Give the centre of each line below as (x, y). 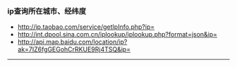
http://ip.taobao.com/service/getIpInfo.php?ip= (86, 27)
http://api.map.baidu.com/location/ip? (72, 42)
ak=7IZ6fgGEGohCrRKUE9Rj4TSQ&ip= (74, 49)
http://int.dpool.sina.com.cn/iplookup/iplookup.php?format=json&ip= (117, 35)
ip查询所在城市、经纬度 (47, 11)
